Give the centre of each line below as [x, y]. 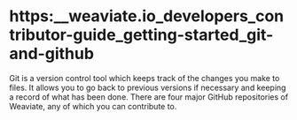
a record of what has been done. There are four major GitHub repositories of [149, 97]
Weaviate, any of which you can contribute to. [93, 106]
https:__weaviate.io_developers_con [147, 16]
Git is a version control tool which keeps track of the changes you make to [145, 78]
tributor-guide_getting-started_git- [141, 35]
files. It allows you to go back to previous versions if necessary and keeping [148, 87]
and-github [52, 54]
